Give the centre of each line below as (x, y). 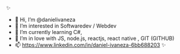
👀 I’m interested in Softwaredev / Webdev (66, 26)
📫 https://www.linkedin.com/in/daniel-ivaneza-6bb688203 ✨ (90, 45)
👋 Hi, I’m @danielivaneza (45, 20)
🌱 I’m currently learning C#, (48, 32)
